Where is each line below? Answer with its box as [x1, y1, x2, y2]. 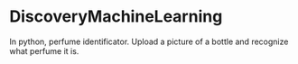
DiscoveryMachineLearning [9, 6, 223, 27]
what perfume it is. [9, 45, 79, 56]
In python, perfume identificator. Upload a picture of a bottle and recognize [9, 36, 289, 47]
